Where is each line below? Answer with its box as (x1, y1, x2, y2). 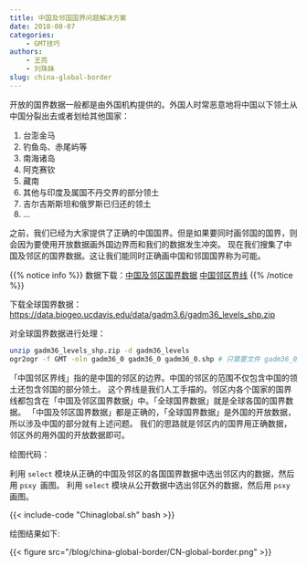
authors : (9, 47, 43, 57)
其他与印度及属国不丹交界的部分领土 (22, 186, 160, 197)
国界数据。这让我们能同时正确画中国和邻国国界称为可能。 (48, 250, 266, 261)
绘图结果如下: (9, 528, 61, 539)
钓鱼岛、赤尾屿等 (22, 141, 88, 152)
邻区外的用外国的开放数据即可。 (9, 429, 130, 440)
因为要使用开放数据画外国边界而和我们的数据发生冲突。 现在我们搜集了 (16, 238, 284, 249)
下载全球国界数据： (9, 299, 82, 309)
